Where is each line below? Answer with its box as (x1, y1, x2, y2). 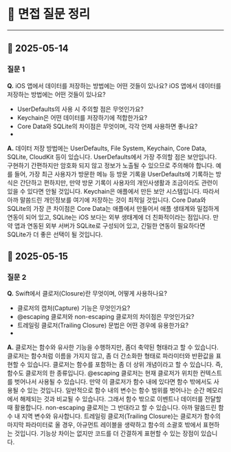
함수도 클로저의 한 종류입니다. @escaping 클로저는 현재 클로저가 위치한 (7, 369, 199, 378)
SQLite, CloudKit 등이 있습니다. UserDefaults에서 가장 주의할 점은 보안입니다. (7, 152, 217, 161)
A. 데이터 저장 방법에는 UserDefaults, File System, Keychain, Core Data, (7, 144, 207, 152)
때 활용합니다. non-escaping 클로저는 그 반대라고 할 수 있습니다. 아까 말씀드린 (7, 404, 217, 412)
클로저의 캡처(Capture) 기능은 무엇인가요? (16, 304, 131, 312)
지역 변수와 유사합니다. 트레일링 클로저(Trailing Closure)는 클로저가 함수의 (21, 412, 221, 420)
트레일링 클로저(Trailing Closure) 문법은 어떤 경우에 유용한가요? (16, 321, 189, 329)
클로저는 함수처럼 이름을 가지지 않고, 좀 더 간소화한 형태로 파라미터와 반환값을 (7, 352, 214, 360)
